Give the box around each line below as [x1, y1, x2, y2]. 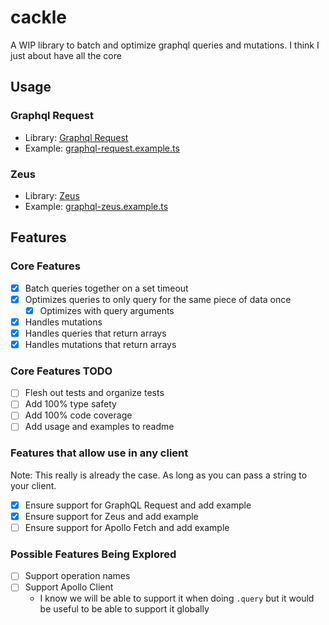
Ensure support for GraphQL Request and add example [24, 499, 252, 511]
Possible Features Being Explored [10, 547, 177, 561]
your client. [10, 479, 57, 491]
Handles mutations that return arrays [24, 338, 177, 350]
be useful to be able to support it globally [39, 603, 210, 615]
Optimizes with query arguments [39, 304, 175, 316]
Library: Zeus [24, 189, 80, 201]
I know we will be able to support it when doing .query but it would [39, 592, 315, 605]
